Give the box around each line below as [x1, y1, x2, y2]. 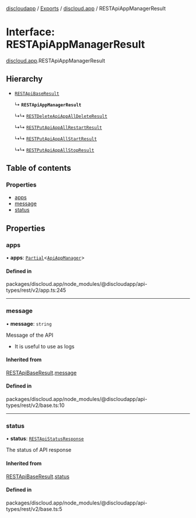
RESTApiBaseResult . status [6, 473, 70, 480]
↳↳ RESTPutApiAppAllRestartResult [14, 123, 102, 130]
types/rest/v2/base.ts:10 [6, 402, 65, 409]
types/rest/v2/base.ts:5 [6, 505, 62, 512]
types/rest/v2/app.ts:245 [6, 286, 66, 294]
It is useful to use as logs [14, 343, 75, 350]
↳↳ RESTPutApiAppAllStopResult [14, 146, 94, 153]
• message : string [6, 320, 52, 327]
